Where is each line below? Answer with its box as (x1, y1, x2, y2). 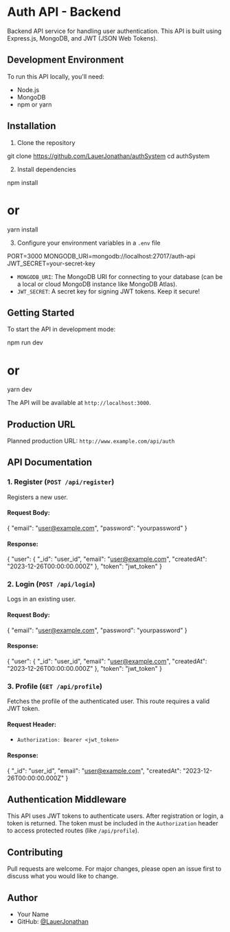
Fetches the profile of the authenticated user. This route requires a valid (7, 697, 210, 705)
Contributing (7, 846, 63, 858)
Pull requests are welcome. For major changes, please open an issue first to (7, 865, 222, 873)
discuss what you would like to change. (7, 872, 119, 880)
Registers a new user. (7, 493, 69, 501)
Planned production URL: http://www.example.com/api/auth (7, 437, 175, 445)
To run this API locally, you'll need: (7, 72, 105, 80)
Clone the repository (16, 138, 76, 146)
